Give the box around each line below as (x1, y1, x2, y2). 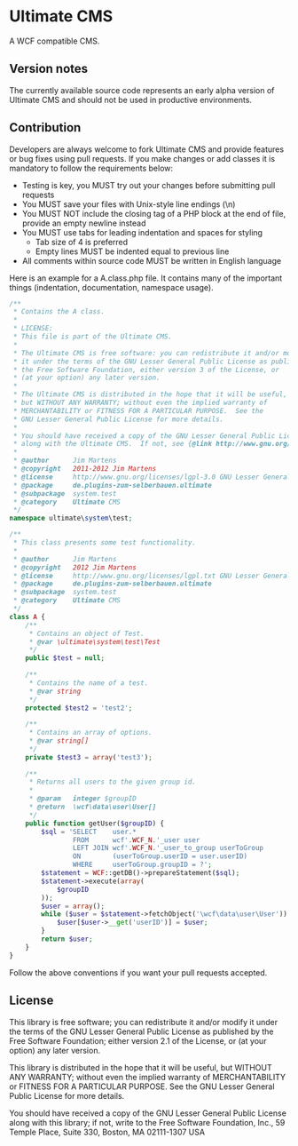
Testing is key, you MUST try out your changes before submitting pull (21, 179, 276, 190)
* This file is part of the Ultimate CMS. (12, 332, 173, 341)
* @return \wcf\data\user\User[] (28, 802, 157, 812)
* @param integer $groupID (28, 794, 137, 803)
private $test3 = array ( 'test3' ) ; (25, 752, 153, 761)
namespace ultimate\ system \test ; (9, 513, 133, 523)
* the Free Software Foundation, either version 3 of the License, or (12, 365, 279, 374)
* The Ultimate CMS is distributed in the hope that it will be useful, (12, 390, 288, 399)
